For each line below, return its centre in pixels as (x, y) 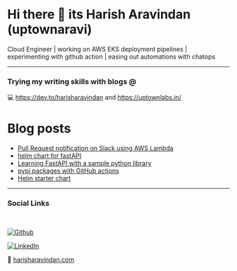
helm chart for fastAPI (49, 156)
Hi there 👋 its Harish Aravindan (99, 15)
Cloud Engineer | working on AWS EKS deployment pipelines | (97, 49)
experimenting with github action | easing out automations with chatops (111, 57)
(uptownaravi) (50, 29)
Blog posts (39, 128)
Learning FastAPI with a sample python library (84, 163)
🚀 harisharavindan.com (41, 260)
